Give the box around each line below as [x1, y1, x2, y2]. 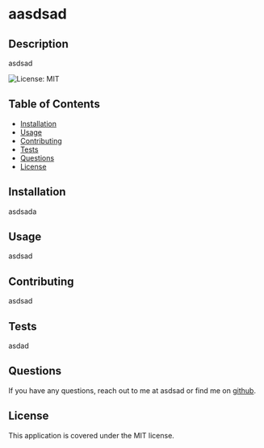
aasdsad [8, 5, 67, 23]
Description [8, 37, 69, 51]
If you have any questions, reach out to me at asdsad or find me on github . [8, 385, 257, 396]
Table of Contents [8, 98, 101, 111]
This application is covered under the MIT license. [8, 430, 175, 440]
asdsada [8, 207, 37, 216]
